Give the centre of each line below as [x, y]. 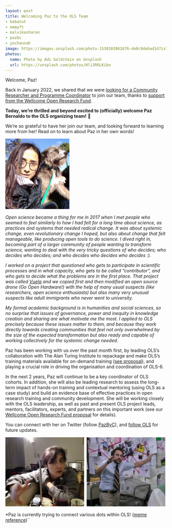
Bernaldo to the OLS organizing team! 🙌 [48, 116]
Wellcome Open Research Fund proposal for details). [61, 415]
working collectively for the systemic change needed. [62, 341]
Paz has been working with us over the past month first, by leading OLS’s [82, 350]
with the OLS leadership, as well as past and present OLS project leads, [81, 404]
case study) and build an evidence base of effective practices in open [79, 393]
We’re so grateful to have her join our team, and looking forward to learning [84, 126]
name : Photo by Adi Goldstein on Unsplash [56, 59]
